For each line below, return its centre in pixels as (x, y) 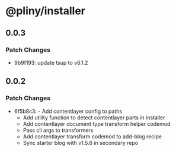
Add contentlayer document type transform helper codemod (97, 123)
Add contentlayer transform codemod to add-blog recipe (92, 136)
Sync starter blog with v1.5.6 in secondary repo (81, 142)
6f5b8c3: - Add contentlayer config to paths (68, 111)
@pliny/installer (45, 11)
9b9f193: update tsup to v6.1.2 (51, 62)
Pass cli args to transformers (58, 130)
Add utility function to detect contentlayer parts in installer (94, 118)
